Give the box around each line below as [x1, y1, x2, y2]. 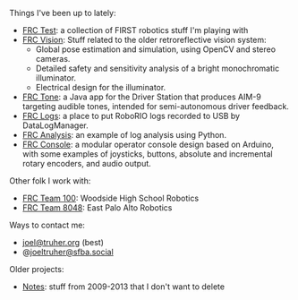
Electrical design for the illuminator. [35, 82, 166, 92]
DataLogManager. [21, 120, 89, 131]
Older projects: [9, 264, 64, 274]
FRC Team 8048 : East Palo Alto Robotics [21, 202, 173, 213]
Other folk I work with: [9, 176, 91, 186]
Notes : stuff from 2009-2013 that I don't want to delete [21, 281, 226, 292]
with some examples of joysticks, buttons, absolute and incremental [21, 149, 273, 159]
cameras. [35, 54, 71, 64]
